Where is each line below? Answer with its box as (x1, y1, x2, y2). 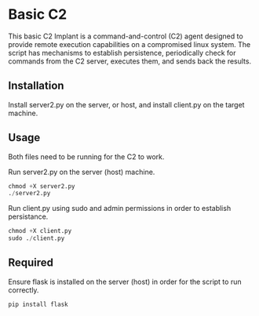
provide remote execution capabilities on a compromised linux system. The (8, 39, 251, 49)
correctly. (8, 285, 39, 295)
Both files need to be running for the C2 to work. (8, 151, 165, 162)
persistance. (8, 212, 49, 221)
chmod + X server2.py (8, 182, 76, 190)
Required (8, 256, 53, 270)
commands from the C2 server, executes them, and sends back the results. (8, 56, 252, 66)
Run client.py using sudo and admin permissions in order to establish (8, 204, 232, 213)
